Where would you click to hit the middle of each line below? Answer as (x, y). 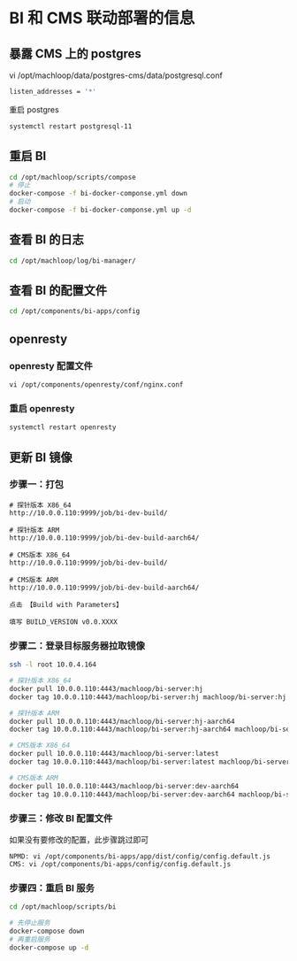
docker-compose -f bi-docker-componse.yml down (99, 194)
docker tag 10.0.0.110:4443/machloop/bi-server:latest (112, 762)
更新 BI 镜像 (41, 457)
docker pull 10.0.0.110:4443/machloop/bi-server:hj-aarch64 (122, 721)
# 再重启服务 (30, 939)
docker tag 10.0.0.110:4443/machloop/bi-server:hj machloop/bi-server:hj (148, 697)
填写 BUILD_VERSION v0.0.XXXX (63, 622)
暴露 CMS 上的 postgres (75, 54)
